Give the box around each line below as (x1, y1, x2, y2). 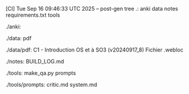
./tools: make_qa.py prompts (5, 69, 76, 77)
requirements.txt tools (5, 11, 61, 19)
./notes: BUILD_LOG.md (5, 58, 64, 65)
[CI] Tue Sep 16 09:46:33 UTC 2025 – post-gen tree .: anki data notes (5, 5, 178, 12)
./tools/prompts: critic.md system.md (5, 81, 98, 88)
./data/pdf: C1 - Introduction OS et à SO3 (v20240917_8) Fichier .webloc (5, 46, 184, 53)
